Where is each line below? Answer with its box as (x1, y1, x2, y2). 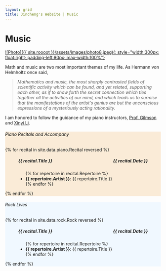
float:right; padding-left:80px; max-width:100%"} (5, 55, 105, 61)
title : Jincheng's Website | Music (5, 12, 79, 17)
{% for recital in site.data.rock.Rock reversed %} (5, 217, 104, 223)
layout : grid (5, 7, 32, 12)
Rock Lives (5, 202, 28, 208)
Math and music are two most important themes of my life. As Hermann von (5, 64, 160, 70)
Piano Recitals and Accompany (5, 131, 69, 137)
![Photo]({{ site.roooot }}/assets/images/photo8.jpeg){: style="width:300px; (5, 49, 160, 55)
